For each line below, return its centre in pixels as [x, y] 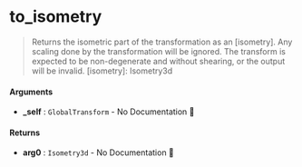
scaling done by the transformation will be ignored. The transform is [158, 51]
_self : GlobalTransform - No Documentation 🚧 [108, 112]
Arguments [31, 92]
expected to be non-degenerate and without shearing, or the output [158, 61]
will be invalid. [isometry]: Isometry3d [102, 71]
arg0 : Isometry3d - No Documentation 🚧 [98, 152]
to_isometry [56, 17]
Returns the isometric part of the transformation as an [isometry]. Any [162, 42]
